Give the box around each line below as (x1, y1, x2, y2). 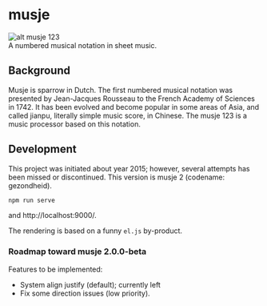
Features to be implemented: (8, 264, 103, 274)
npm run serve (8, 196, 56, 204)
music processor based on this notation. (8, 119, 141, 129)
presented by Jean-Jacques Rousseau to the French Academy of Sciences (8, 94, 256, 103)
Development (8, 143, 78, 156)
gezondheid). (8, 180, 52, 190)
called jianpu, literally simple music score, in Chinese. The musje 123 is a (8, 111, 248, 120)
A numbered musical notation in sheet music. (8, 40, 157, 50)
